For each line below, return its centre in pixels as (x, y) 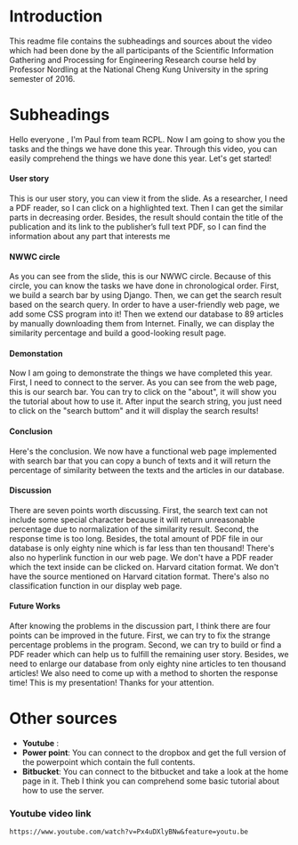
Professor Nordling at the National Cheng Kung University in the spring (139, 69)
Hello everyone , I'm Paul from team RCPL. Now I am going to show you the (147, 139)
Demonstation (36, 353)
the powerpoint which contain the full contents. (109, 762)
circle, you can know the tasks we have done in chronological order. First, (144, 286)
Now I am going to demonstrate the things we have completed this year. (141, 373)
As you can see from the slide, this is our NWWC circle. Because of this (140, 277)
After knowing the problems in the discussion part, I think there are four (140, 626)
